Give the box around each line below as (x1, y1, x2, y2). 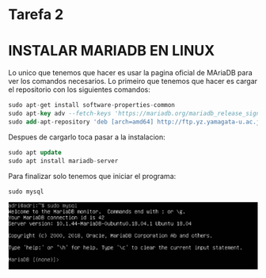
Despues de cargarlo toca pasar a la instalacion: (8, 132, 166, 142)
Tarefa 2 (8, 6, 64, 24)
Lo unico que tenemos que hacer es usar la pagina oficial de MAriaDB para (8, 68, 253, 78)
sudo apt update (8, 148, 62, 156)
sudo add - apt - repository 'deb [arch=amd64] (8, 117, 154, 126)
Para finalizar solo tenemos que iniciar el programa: (8, 171, 177, 181)
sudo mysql (8, 188, 44, 196)
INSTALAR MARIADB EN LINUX (8, 42, 215, 60)
